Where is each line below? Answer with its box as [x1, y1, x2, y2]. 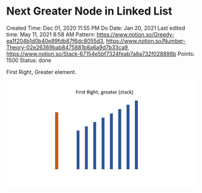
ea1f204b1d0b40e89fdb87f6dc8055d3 [6, 37, 103, 44]
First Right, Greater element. [6, 68, 77, 75]
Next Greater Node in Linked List [6, 4, 172, 18]
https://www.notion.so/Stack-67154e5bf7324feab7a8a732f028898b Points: [6, 50, 195, 57]
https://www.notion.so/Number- [105, 37, 186, 44]
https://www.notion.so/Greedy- [96, 30, 175, 38]
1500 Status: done [6, 56, 51, 64]
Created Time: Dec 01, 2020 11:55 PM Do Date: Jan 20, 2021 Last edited [6, 24, 186, 32]
